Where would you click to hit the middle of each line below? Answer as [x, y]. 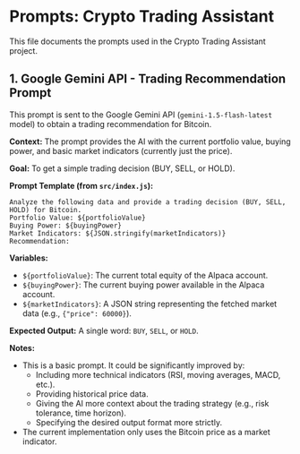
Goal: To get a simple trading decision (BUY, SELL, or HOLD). [122, 168]
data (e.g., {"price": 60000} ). [77, 313]
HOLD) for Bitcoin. [46, 210]
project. [24, 50]
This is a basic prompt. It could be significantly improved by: [133, 365]
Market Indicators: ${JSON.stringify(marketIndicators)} [118, 233]
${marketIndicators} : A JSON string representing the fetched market [150, 304]
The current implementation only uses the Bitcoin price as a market [146, 432]
